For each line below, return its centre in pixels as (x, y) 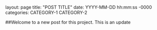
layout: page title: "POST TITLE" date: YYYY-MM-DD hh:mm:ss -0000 (78, 7)
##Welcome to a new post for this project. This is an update (68, 22)
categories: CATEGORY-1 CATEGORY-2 (46, 12)
